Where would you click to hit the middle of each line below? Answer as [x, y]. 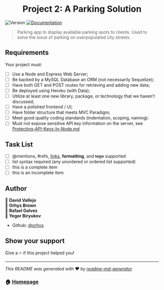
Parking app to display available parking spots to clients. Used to [82, 32]
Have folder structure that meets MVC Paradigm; [61, 112]
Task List [19, 144]
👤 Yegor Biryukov [23, 216]
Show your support [35, 241]
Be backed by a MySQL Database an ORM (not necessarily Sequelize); [83, 79]
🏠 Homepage [22, 282]
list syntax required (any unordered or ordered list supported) [74, 162]
